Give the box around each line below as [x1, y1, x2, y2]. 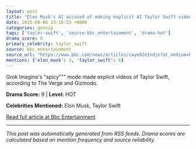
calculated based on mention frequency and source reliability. [6, 136, 156, 143]
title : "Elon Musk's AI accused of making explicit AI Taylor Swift [6, 14, 176, 20]
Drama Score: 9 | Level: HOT [6, 91, 77, 98]
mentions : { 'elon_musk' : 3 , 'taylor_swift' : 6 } [6, 57, 124, 63]
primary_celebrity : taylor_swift [6, 41, 87, 47]
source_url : [6, 52, 35, 58]
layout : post [6, 8, 38, 15]
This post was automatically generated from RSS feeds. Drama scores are [6, 130, 185, 137]
